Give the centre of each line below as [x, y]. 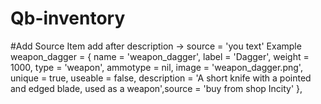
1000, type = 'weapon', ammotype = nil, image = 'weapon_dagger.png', [156, 67]
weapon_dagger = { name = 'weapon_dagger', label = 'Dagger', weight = [160, 56]
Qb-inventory [68, 18]
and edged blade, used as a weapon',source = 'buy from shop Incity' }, [156, 88]
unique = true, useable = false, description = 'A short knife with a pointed [161, 78]
